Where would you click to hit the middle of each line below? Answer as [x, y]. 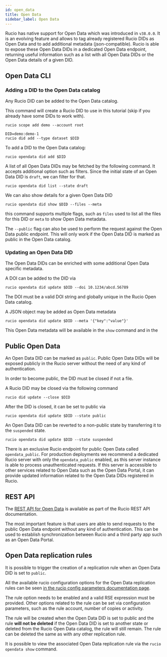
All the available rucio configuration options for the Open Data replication [80, 582]
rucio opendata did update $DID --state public [56, 416]
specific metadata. [24, 269]
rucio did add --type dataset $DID [42, 138]
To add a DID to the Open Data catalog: [45, 148]
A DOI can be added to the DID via [40, 278]
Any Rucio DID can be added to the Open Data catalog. [62, 101]
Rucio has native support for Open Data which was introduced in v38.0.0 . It [83, 34]
